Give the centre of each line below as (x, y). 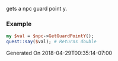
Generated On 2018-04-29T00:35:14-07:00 (59, 53)
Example (19, 24)
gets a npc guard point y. (36, 9)
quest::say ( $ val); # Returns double (51, 42)
